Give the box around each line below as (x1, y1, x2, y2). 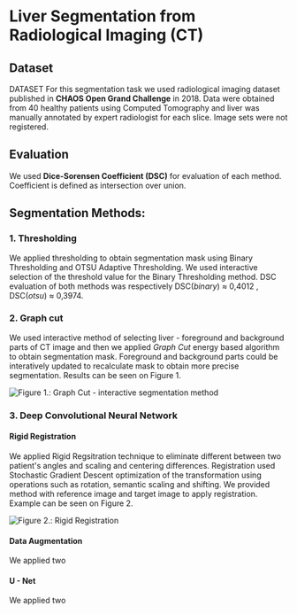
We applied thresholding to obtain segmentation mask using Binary (9, 253, 254, 263)
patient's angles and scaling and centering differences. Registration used (9, 460, 276, 470)
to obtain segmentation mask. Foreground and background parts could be (9, 351, 278, 361)
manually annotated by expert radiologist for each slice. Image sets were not (9, 113, 288, 122)
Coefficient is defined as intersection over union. (9, 180, 187, 190)
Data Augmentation (9, 535, 83, 546)
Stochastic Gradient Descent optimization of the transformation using (9, 470, 263, 480)
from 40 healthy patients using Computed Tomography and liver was (9, 103, 260, 113)
